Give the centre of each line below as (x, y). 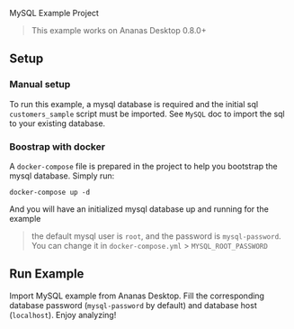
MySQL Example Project (54, 13)
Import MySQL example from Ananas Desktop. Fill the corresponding (137, 296)
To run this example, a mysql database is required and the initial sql (134, 104)
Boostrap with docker (58, 146)
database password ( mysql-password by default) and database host (134, 305)
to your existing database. (58, 123)
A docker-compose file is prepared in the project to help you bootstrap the (144, 166)
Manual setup (40, 85)
